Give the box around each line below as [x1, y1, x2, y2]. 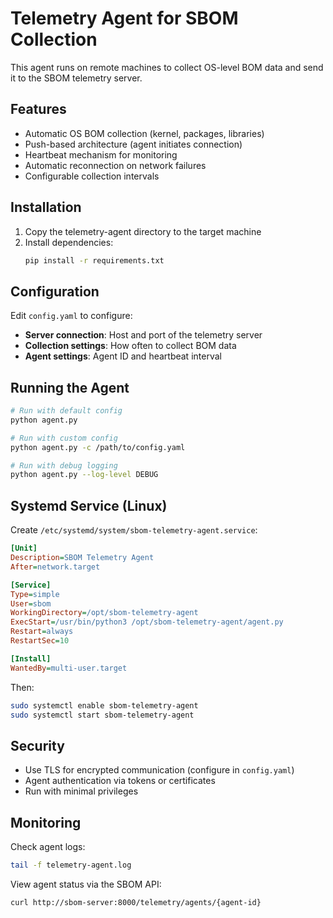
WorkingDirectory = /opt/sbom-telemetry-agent [10, 608, 199, 618]
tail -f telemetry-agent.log [10, 860, 132, 870]
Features [10, 101, 67, 118]
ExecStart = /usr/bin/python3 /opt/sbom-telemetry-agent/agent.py [10, 617, 284, 627]
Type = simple [10, 589, 60, 599]
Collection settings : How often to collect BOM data [24, 340, 237, 352]
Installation [10, 199, 82, 216]
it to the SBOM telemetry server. [10, 72, 143, 84]
